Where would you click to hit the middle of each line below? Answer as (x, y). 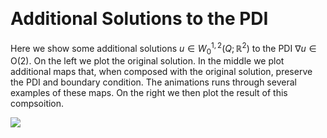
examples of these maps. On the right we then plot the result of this (149, 93)
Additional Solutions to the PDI (139, 19)
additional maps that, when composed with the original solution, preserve (161, 72)
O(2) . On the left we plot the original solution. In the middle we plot (147, 61)
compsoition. (37, 104)
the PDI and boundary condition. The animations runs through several (153, 82)
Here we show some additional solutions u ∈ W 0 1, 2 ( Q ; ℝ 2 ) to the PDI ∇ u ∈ (163, 48)
